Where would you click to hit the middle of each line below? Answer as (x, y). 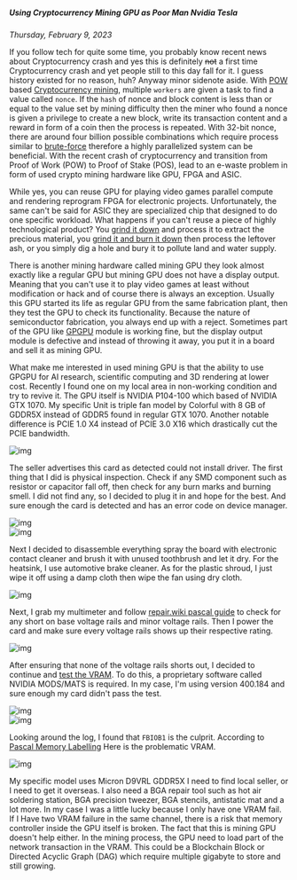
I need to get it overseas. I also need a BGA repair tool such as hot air (135, 790)
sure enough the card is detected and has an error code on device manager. (148, 505)
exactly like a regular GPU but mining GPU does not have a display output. (145, 274)
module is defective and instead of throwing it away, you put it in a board (142, 341)
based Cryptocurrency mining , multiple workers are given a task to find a (142, 90)
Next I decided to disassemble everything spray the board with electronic (143, 549)
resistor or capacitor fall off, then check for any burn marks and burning (141, 486)
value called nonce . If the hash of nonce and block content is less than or (141, 98)
